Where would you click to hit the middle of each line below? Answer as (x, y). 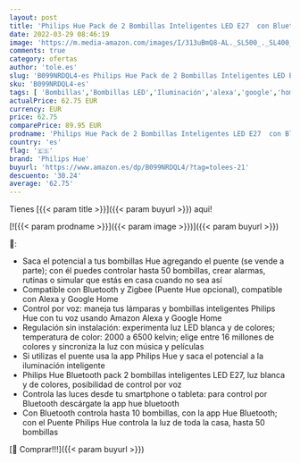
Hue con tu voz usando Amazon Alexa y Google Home (122, 318)
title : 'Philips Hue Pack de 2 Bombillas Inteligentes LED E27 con (139, 26)
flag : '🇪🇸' (31, 150)
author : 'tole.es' (43, 68)
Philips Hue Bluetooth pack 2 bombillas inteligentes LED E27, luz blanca (154, 375)
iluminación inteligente (63, 366)
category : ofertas (43, 59)
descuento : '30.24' (46, 175)
